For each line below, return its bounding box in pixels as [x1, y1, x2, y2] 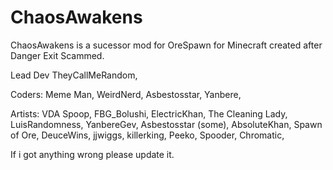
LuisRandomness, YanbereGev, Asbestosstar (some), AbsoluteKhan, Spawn [10, 118, 323, 130]
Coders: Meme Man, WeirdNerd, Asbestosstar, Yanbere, [10, 88, 242, 100]
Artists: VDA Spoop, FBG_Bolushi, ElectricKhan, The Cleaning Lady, [10, 107, 288, 120]
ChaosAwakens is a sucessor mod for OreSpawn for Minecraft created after [10, 39, 323, 51]
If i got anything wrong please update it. [10, 148, 175, 160]
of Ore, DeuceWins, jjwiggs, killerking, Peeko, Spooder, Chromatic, [10, 129, 285, 141]
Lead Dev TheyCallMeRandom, [10, 69, 138, 81]
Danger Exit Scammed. [10, 49, 105, 61]
